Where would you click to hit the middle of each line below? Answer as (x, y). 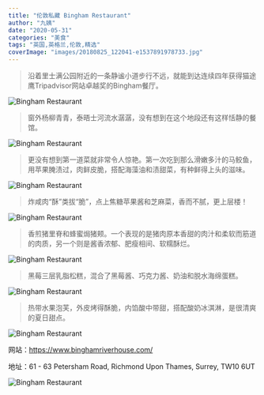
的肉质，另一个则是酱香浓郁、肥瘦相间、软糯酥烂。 (111, 243)
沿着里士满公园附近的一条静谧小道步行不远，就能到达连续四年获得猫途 (142, 75)
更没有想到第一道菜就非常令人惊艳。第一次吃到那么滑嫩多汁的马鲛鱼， (142, 160)
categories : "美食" (39, 38)
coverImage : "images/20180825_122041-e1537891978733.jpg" (106, 52)
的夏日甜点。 (48, 318)
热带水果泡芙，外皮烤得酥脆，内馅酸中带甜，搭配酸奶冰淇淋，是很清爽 (142, 308)
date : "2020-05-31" (40, 30)
